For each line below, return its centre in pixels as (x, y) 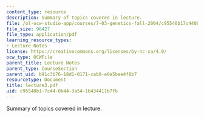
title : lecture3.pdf (32, 86)
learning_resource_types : (39, 40)
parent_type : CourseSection (42, 68)
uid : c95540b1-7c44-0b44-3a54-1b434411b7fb (62, 91)
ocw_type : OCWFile (29, 57)
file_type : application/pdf (42, 35)
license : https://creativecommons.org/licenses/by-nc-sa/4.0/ (87, 52)
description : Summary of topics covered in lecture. (74, 18)
